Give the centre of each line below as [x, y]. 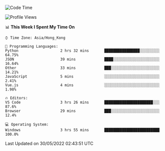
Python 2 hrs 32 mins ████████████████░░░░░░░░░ [82, 51]
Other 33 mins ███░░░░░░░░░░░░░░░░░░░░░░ [82, 68]
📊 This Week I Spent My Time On [40, 27]
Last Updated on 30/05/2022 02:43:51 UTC [49, 143]
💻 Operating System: [27, 124]
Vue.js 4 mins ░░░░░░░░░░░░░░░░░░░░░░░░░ [82, 85]
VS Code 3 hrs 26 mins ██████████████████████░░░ [82, 102]
